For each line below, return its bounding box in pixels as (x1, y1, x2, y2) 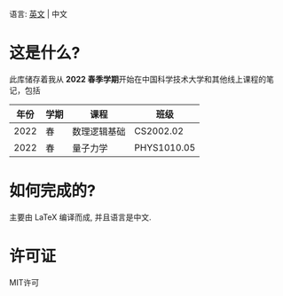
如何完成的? (9, 181, 96, 201)
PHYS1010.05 (134, 141, 196, 153)
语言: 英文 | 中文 (9, 9, 68, 19)
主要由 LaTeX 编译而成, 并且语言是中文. (9, 212, 152, 222)
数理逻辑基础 (72, 125, 126, 137)
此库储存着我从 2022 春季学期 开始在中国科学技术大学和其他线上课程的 (9, 74, 267, 84)
